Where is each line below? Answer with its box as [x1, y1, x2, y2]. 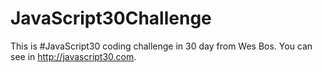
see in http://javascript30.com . [10, 50, 137, 62]
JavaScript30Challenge [10, 7, 212, 30]
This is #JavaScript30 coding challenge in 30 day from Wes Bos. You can [10, 40, 313, 52]
